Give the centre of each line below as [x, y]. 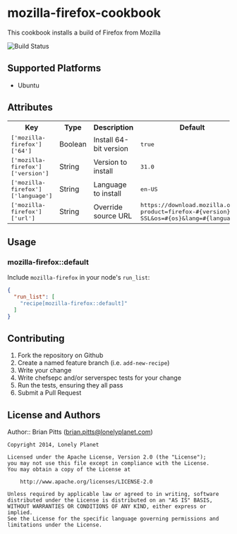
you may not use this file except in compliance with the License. [109, 464]
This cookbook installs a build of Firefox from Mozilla [84, 32]
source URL [113, 216]
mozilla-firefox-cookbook [84, 13]
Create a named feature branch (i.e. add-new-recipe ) [93, 363]
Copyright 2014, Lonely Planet [53, 445]
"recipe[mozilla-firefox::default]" [74, 304]
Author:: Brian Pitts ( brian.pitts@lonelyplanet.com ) [80, 432]
